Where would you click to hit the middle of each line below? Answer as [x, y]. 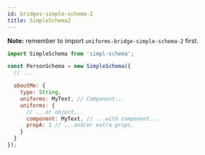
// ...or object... [54, 112]
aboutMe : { [30, 86]
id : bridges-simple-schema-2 [50, 14]
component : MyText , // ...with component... [93, 119]
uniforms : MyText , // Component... [72, 99]
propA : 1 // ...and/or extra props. [80, 125]
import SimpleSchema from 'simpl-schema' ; [71, 54]
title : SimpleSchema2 [39, 21]
